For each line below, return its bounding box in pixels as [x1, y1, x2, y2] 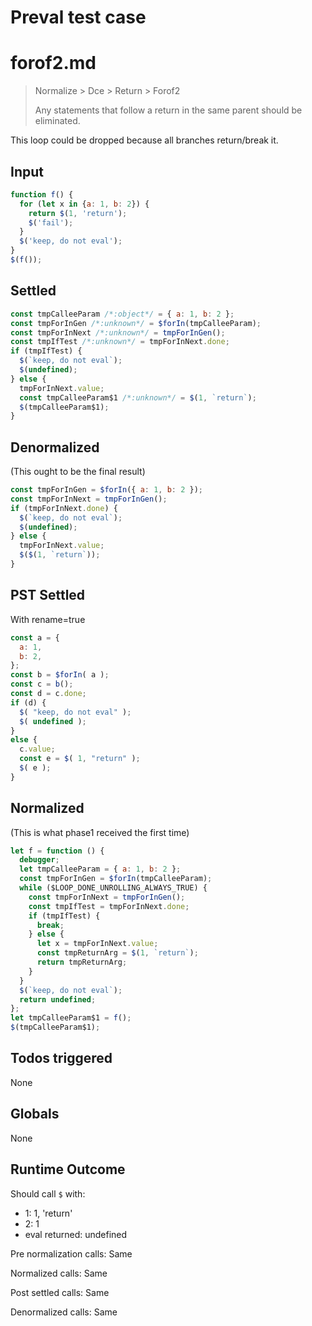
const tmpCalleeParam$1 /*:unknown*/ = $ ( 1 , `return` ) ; [19, 392, 257, 403]
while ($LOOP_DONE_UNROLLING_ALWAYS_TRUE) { [19, 883, 208, 893]
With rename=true [10, 613, 86, 625]
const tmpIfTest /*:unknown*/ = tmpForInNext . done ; [10, 337, 230, 347]
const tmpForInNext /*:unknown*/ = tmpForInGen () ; [10, 327, 226, 338]
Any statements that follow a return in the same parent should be [34, 104, 303, 116]
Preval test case [10, 6, 147, 29]
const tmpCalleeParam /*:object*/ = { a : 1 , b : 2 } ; [10, 309, 235, 319]
